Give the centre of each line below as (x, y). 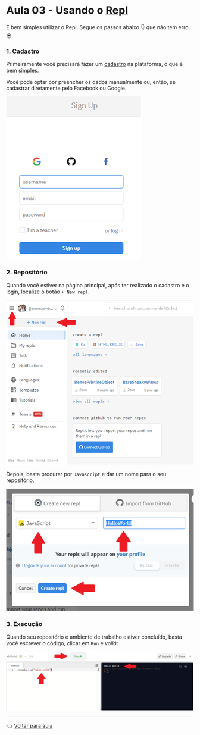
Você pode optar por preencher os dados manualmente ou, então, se (91, 82)
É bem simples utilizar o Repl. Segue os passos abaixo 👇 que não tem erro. (98, 27)
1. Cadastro (23, 51)
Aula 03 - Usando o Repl (67, 10)
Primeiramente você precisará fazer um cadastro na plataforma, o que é (95, 64)
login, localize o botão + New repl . (48, 292)
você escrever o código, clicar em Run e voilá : (62, 643)
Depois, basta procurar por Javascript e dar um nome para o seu (86, 474)
